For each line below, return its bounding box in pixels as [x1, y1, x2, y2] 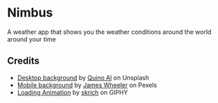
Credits [7, 55, 40, 67]
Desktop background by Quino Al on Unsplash [17, 73, 149, 82]
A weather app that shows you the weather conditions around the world [7, 28, 212, 36]
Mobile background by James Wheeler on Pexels [17, 81, 157, 89]
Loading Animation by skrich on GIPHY [17, 88, 128, 96]
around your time [7, 35, 57, 43]
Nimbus [7, 5, 53, 21]
